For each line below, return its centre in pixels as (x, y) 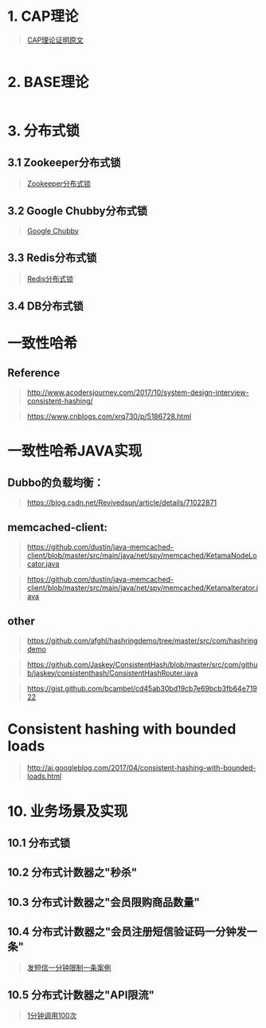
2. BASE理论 (48, 83)
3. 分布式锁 (44, 131)
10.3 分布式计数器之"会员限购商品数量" (104, 902)
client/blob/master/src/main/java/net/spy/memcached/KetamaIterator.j (143, 588)
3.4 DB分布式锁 (46, 306)
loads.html (44, 776)
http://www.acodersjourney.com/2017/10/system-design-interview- (138, 392)
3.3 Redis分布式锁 (52, 258)
